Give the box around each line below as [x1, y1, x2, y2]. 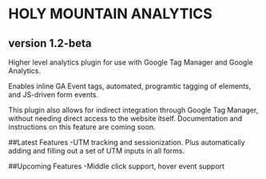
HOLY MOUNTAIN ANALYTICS [8, 5, 213, 23]
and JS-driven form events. [8, 90, 99, 99]
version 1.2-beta [8, 37, 92, 50]
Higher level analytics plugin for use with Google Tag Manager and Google [8, 57, 253, 67]
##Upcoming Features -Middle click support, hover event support [8, 161, 225, 171]
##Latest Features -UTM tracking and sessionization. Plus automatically [8, 138, 245, 147]
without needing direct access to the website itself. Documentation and [8, 114, 243, 123]
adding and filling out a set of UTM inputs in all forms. [8, 146, 185, 155]
